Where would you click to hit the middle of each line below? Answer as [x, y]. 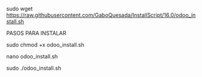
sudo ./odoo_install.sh [34, 68]
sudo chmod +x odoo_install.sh [45, 45]
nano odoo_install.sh [32, 56]
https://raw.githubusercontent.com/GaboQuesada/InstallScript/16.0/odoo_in [101, 15]
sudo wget [20, 9]
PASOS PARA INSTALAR [36, 33]
